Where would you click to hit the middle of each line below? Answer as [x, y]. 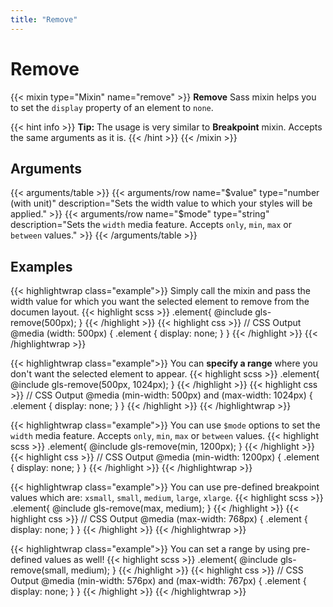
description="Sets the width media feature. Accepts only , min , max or [151, 225]
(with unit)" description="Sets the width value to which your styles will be [161, 203]
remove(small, [39, 570]
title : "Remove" [44, 19]
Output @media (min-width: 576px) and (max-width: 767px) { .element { [158, 581]
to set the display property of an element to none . [112, 107]
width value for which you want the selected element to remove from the [160, 302]
